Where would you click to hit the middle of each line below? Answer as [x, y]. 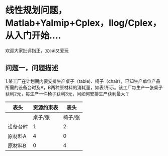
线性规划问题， [36, 10]
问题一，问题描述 [32, 68]
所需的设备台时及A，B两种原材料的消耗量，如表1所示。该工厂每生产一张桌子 [84, 87]
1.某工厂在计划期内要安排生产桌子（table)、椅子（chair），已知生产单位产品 [83, 81]
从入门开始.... [33, 36]
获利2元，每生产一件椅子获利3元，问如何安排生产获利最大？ [67, 93]
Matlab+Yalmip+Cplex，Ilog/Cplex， [83, 23]
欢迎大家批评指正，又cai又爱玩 [37, 50]
